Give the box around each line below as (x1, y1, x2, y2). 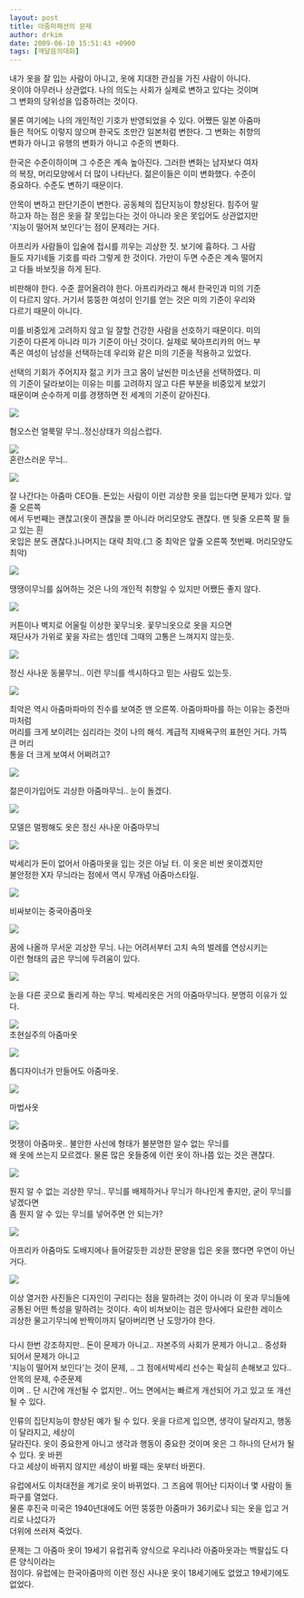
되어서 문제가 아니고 (9, 1351, 80, 1362)
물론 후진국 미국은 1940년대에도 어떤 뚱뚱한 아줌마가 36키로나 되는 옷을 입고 (9, 1503, 279, 1514)
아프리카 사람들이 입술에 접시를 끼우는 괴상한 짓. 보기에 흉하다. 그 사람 (9, 241, 256, 252)
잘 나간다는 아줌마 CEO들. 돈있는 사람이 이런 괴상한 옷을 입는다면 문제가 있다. (9, 491, 283, 502)
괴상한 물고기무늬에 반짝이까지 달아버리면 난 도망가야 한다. (9, 1315, 216, 1326)
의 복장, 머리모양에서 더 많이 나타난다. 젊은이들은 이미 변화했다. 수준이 (9, 169, 256, 180)
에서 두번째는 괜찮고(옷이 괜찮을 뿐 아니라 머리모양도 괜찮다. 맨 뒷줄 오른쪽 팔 (9, 514, 281, 524)
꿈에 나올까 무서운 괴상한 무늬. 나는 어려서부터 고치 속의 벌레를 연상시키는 (9, 942, 269, 953)
